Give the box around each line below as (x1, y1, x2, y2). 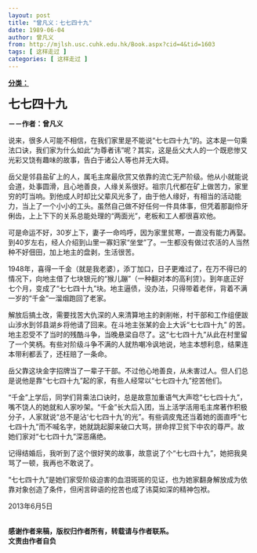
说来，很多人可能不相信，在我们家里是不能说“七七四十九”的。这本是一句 (8, 135, 241, 145)
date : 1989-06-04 (8, 26, 65, 34)
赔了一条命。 (69, 349, 111, 358)
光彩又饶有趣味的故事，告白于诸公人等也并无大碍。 (8, 155, 173, 165)
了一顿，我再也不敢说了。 (14, 458, 98, 468)
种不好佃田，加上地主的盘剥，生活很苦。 (8, 247, 139, 256)
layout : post (8, 11, 51, 20)
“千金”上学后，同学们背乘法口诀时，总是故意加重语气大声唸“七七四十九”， (8, 392, 247, 402)
